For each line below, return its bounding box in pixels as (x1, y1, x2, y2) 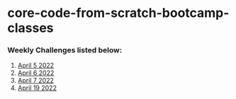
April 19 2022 (17, 83, 57, 93)
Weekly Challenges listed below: (7, 45, 123, 55)
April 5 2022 (17, 62, 55, 70)
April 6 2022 (17, 69, 55, 77)
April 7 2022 (17, 76, 55, 85)
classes (7, 20, 55, 36)
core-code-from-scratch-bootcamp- (7, 5, 230, 21)
